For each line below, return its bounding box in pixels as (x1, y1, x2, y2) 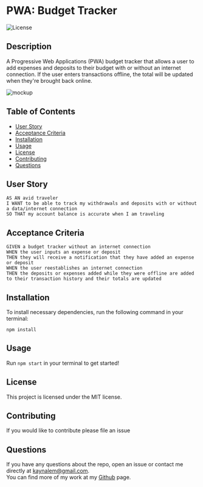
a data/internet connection (6, 206, 78, 212)
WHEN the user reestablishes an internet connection (6, 265, 143, 272)
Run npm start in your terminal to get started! (6, 359, 120, 366)
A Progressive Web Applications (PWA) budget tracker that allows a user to (6, 57, 194, 65)
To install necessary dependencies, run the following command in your (6, 309, 184, 315)
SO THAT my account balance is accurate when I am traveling (6, 211, 165, 217)
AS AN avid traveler (6, 195, 59, 201)
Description (6, 41, 52, 52)
